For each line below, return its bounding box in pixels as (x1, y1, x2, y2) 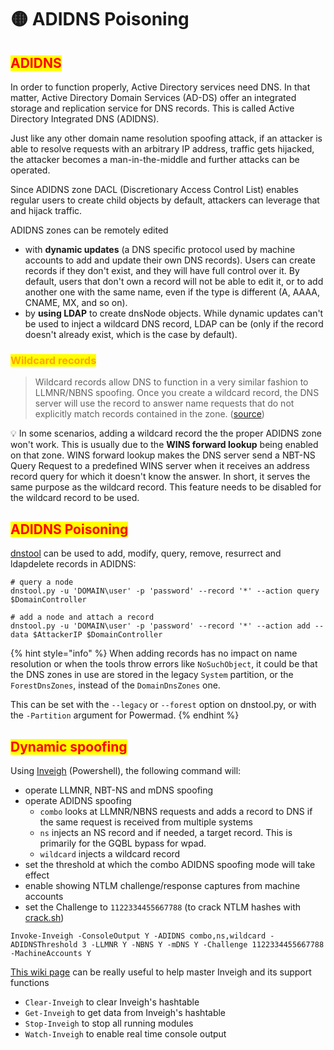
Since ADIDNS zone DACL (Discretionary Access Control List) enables (10, 184, 299, 195)
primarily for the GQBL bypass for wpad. (39, 837, 207, 849)
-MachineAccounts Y (10, 948, 92, 958)
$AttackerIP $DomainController (32, 630, 163, 640)
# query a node (10, 577, 74, 588)
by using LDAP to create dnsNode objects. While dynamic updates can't (24, 307, 324, 319)
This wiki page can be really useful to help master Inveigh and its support (10, 966, 312, 978)
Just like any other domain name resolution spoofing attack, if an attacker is (10, 132, 323, 144)
